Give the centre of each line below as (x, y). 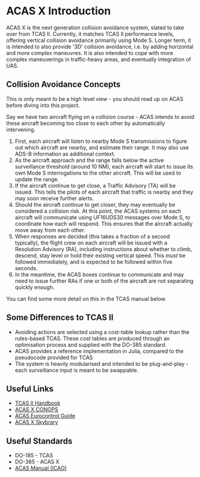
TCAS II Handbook (38, 403)
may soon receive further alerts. (54, 198)
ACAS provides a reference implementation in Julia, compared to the (99, 351)
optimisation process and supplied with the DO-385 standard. (91, 344)
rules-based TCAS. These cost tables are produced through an (92, 338)
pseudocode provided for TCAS (54, 357)
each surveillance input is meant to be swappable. (76, 370)
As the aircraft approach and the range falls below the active (89, 160)
